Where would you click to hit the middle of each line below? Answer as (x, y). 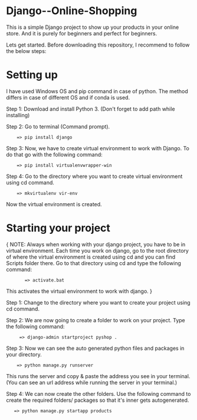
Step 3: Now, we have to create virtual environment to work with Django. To (98, 148)
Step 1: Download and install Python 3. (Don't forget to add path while (91, 109)
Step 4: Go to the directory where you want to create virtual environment (94, 176)
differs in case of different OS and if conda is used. (68, 97)
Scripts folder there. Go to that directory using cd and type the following (94, 263)
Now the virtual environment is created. (54, 204)
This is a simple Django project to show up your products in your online (93, 27)
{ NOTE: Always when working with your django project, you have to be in (96, 244)
